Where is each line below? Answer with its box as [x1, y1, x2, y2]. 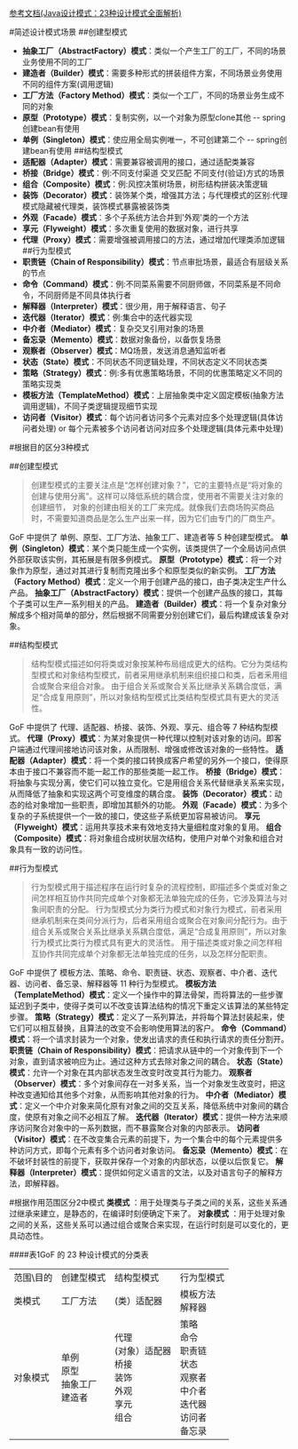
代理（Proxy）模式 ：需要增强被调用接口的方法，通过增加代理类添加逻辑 [21, 235, 286, 244]
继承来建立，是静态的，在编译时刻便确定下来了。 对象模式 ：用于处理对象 [16, 1208, 286, 1219]
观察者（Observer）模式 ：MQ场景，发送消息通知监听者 [21, 346, 227, 355]
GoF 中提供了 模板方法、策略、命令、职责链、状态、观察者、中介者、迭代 [9, 967, 278, 977]
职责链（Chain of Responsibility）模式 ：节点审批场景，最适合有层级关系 [21, 257, 289, 267]
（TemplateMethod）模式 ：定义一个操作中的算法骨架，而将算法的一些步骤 [9, 990, 284, 999]
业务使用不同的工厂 [21, 57, 93, 67]
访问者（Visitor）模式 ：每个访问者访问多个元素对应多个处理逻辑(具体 [21, 412, 277, 422]
